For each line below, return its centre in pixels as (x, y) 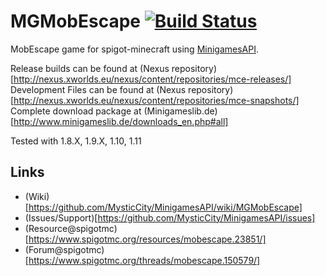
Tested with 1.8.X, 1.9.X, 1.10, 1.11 (76, 141)
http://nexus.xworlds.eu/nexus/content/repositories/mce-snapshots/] (156, 100)
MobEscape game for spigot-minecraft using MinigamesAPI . (135, 49)
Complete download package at (76, 111)
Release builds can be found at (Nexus (90, 68)
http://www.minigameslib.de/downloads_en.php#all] (121, 121)
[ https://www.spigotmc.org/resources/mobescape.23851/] (145, 239)
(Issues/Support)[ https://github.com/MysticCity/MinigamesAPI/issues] (170, 217)
